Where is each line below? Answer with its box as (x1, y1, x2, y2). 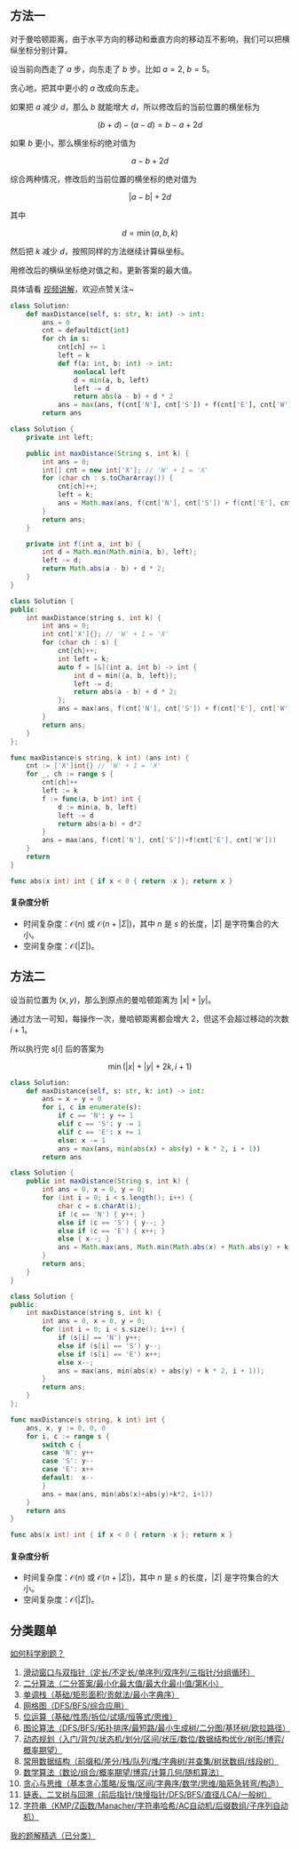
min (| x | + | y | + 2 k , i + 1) (107, 1061, 193, 1072)
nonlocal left (73, 367, 126, 376)
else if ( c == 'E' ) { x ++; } (57, 1226, 166, 1235)
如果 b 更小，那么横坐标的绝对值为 (10, 137, 137, 148)
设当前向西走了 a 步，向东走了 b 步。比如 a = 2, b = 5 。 (10, 63, 216, 74)
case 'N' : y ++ (42, 1448, 94, 1457)
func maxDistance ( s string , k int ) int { (10, 1415, 166, 1424)
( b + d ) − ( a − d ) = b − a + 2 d (97, 119, 203, 130)
